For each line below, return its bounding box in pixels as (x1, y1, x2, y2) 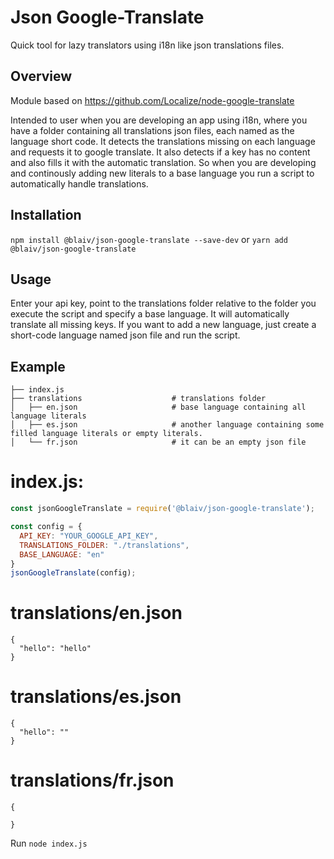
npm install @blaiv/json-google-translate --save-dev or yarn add (10, 233, 288, 245)
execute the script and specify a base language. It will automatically (10, 308, 290, 320)
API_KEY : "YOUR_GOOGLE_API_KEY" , (19, 531, 159, 541)
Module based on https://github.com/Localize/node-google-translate (10, 94, 295, 106)
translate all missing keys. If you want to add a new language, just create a (10, 319, 317, 331)
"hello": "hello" (19, 644, 92, 654)
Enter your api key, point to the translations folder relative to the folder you (10, 297, 317, 310)
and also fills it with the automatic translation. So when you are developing (10, 156, 317, 168)
